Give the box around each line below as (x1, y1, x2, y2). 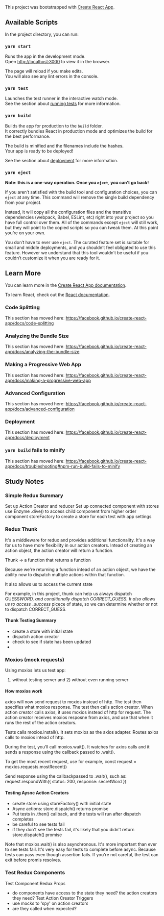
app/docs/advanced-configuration (5, 406, 75, 412)
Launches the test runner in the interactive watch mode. (5, 96, 118, 101)
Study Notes (5, 477, 44, 486)
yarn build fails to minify (5, 447, 65, 454)
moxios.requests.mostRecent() (5, 764, 67, 770)
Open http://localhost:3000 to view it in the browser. (5, 59, 111, 65)
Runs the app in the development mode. (5, 53, 86, 59)
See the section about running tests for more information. (5, 100, 121, 107)
